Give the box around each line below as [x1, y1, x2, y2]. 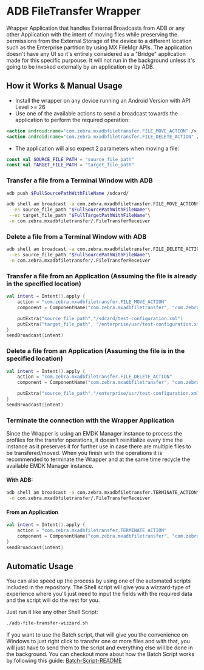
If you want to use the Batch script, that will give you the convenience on [6, 631, 188, 638]
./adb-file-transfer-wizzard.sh [6, 620, 88, 626]
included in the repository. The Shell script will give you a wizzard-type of [6, 584, 191, 591]
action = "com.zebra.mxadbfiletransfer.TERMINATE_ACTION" [17, 527, 167, 534]
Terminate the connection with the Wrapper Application [6, 416, 174, 425]
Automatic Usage [6, 561, 74, 572]
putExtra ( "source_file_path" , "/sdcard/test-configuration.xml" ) [17, 315, 183, 321]
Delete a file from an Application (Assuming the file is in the [6, 347, 185, 355]
